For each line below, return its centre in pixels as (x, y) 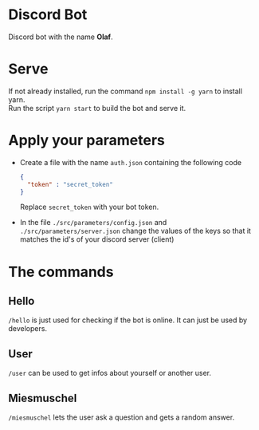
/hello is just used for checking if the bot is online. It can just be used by (128, 320)
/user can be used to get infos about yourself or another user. (110, 373)
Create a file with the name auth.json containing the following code (130, 162)
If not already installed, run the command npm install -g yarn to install (126, 91)
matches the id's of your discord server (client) (97, 239)
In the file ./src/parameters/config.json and (93, 223)
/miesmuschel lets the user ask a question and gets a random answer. (122, 417)
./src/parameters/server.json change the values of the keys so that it (135, 231)
